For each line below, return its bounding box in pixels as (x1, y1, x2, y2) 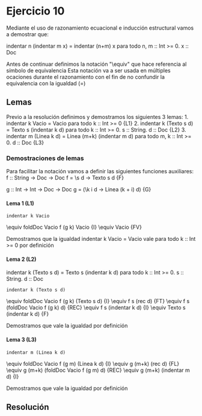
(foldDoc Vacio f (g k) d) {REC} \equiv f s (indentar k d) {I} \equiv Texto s (6, 304, 186, 312)
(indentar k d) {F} (6, 310, 49, 318)
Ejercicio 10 (6, 4, 65, 18)
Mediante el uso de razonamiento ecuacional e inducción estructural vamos (6, 24, 194, 31)
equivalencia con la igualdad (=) (6, 80, 86, 87)
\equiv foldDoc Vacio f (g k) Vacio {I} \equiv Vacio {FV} (6, 223, 142, 231)
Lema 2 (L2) (6, 255, 37, 263)
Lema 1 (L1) (6, 199, 34, 206)
